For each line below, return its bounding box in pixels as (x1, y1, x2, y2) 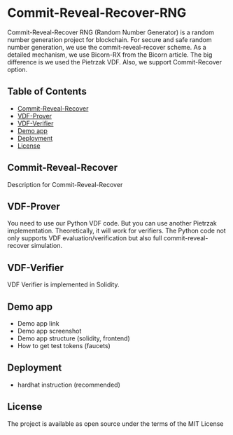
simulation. (31, 242, 63, 250)
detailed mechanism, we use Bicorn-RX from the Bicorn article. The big (7, 50, 213, 59)
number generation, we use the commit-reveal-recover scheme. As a (7, 43, 206, 51)
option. (7, 65, 28, 74)
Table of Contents (7, 85, 87, 97)
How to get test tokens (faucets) (17, 342, 111, 350)
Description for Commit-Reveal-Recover (7, 180, 123, 188)
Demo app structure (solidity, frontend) (17, 334, 131, 343)
